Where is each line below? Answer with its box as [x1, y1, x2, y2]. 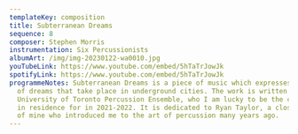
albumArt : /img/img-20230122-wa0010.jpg [9, 54, 161, 63]
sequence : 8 [9, 29, 53, 38]
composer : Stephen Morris [9, 37, 105, 47]
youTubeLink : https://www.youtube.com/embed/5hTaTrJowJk [9, 63, 224, 71]
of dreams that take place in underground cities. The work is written [17, 86, 288, 95]
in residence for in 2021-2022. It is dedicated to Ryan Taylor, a [17, 103, 272, 112]
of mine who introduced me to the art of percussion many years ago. [17, 111, 279, 120]
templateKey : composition [9, 12, 105, 22]
